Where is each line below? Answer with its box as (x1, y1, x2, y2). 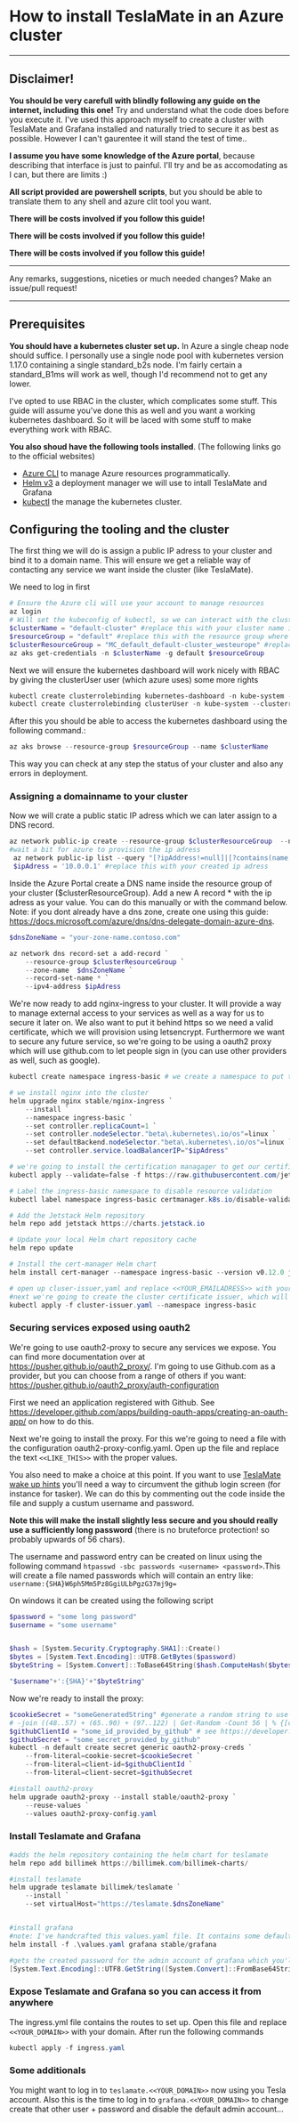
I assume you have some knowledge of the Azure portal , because (9, 150, 255, 161)
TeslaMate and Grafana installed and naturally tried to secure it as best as (9, 123, 279, 134)
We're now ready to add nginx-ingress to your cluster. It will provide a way (9, 999, 282, 1009)
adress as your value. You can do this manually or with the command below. (9, 896, 287, 907)
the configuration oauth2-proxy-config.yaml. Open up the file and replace (9, 1442, 279, 1453)
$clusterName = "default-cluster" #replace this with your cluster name (9, 624, 285, 633)
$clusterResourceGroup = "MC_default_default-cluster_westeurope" (9, 640, 261, 649)
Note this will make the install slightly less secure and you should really (9, 1515, 279, 1526)
